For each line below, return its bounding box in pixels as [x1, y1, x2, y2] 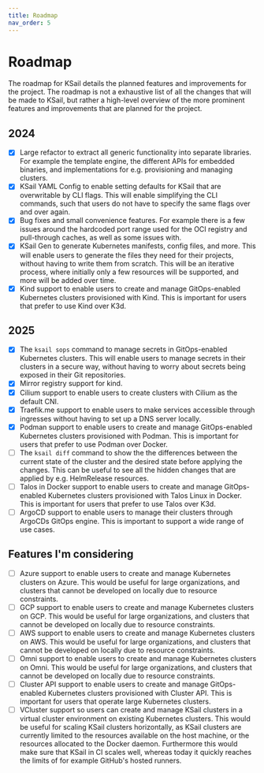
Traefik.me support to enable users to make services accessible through [19, 405, 255, 414]
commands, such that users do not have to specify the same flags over [19, 199, 251, 209]
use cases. [19, 525, 55, 534]
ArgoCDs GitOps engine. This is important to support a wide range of [19, 516, 244, 526]
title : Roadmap [8, 11, 58, 20]
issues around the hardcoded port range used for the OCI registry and [19, 225, 247, 234]
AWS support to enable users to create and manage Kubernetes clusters [19, 628, 255, 637]
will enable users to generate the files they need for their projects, [19, 250, 234, 260]
